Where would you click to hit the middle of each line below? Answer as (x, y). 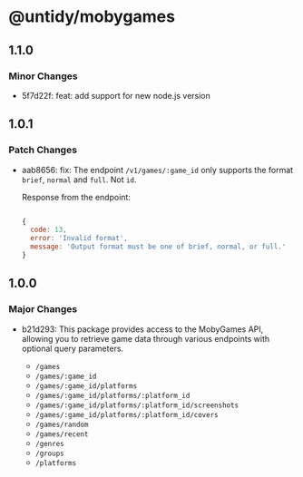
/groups (49, 453)
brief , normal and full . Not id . (79, 180)
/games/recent (62, 434)
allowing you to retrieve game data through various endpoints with (145, 338)
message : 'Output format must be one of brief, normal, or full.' (158, 247)
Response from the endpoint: (76, 197)
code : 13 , (49, 230)
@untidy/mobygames (92, 17)
